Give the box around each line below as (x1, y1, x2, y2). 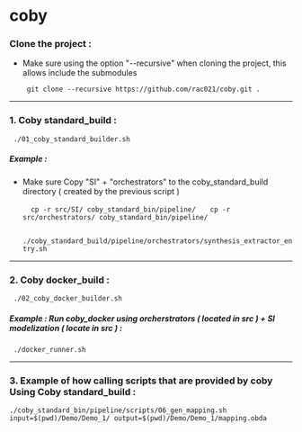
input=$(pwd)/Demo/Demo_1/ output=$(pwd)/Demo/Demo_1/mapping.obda (9, 414, 268, 423)
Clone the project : (9, 38, 92, 50)
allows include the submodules (22, 67, 138, 78)
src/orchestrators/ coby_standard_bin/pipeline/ (22, 212, 209, 221)
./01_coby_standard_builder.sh (13, 134, 130, 144)
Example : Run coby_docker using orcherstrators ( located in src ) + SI (9, 312, 276, 324)
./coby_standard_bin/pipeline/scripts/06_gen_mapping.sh (9, 406, 227, 415)
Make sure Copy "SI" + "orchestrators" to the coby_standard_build (22, 176, 269, 187)
